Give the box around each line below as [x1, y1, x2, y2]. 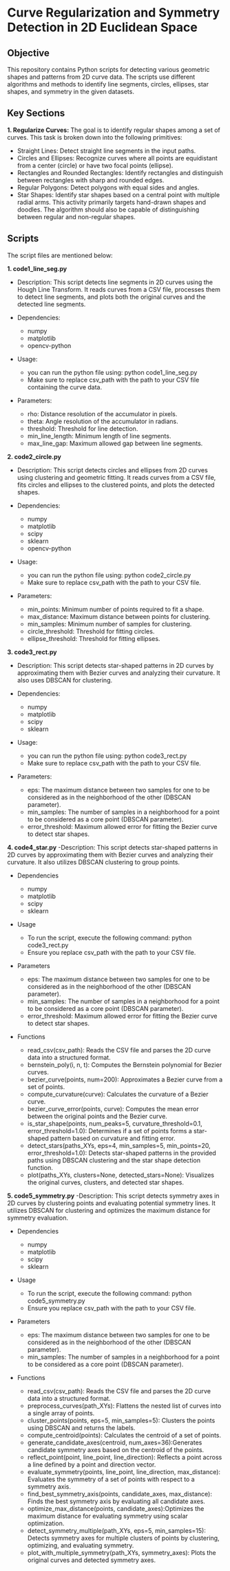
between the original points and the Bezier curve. [27, 1112, 167, 1120]
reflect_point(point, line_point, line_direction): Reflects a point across [27, 1453, 222, 1461]
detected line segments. [17, 299, 86, 308]
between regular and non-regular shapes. [17, 212, 136, 221]
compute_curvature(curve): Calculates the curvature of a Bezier [27, 1090, 209, 1098]
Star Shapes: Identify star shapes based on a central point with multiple [17, 190, 220, 198]
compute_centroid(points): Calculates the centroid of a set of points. [27, 1431, 222, 1439]
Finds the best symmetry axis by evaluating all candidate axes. [27, 1497, 205, 1505]
